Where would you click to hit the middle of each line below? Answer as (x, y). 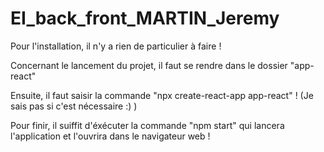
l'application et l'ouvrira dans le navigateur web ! (110, 136)
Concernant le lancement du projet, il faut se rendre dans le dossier (149, 65)
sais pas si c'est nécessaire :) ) (74, 106)
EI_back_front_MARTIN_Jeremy (145, 18)
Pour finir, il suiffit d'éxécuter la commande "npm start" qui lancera (147, 125)
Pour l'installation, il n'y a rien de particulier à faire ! (116, 46)
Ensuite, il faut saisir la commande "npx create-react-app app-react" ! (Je (162, 95)
